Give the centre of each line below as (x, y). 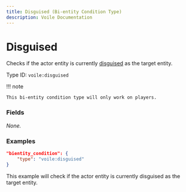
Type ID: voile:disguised (37, 75)
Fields (15, 112)
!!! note (15, 87)
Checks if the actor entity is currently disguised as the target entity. (89, 63)
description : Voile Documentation (49, 17)
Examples (21, 141)
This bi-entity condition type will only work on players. (82, 97)
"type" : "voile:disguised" (51, 159)
